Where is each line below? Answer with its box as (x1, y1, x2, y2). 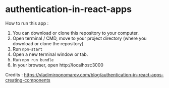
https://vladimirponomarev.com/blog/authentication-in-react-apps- (24, 71, 164, 77)
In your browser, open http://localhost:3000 (12, 62, 103, 68)
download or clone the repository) (12, 40, 84, 46)
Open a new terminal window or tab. (12, 51, 88, 57)
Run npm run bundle (12, 56, 54, 62)
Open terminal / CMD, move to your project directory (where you (12, 35, 147, 41)
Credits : (5, 71, 23, 77)
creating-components (5, 77, 50, 83)
